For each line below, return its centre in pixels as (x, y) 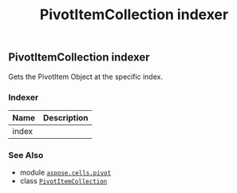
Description (66, 117)
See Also (26, 155)
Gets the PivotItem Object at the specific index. (86, 77)
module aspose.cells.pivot (65, 172)
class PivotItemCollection (63, 181)
